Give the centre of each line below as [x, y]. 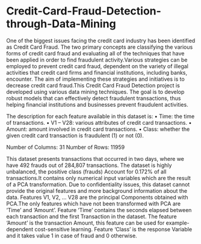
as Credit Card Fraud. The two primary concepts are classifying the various [100, 47]
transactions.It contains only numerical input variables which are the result [99, 178]
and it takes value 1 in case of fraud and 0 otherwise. [72, 236]
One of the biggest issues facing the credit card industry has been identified [101, 40]
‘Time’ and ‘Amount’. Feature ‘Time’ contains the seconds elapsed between [99, 210]
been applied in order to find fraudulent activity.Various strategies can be [97, 60]
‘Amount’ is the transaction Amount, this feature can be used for [85, 223]
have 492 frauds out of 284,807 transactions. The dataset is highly [89, 165]
